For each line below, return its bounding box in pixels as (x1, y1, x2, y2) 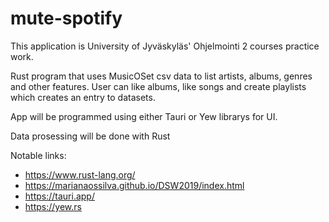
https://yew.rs (24, 200, 82, 212)
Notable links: (10, 149, 67, 161)
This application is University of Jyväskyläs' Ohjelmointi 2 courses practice (10, 40, 320, 52)
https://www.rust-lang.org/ (24, 168, 136, 181)
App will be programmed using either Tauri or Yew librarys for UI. (10, 110, 278, 122)
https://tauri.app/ (24, 190, 95, 202)
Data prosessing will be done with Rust (10, 130, 171, 142)
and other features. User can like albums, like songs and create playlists (10, 80, 307, 92)
